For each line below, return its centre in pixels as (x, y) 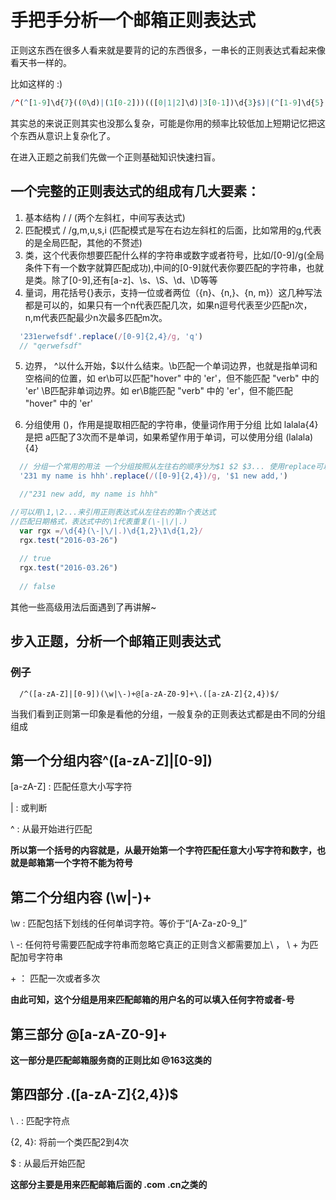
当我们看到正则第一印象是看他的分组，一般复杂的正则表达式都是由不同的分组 (168, 713)
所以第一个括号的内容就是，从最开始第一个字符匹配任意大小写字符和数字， (163, 850)
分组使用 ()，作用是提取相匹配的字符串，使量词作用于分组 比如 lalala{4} (171, 425)
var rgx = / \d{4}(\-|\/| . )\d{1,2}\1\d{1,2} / (111, 531)
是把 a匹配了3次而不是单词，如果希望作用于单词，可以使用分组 (154, 437)
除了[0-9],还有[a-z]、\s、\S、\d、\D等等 (134, 280)
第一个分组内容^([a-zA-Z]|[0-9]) (111, 760)
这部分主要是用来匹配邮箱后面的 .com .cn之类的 (109, 1184)
